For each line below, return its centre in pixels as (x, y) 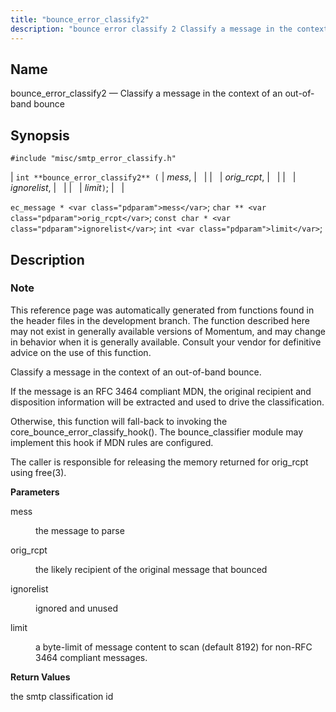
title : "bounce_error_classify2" (80, 19)
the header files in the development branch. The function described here (160, 320)
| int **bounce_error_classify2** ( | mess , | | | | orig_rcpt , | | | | (153, 177)
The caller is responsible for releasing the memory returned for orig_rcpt (159, 462)
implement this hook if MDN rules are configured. (112, 442)
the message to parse (80, 530)
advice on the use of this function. (81, 352)
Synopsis (40, 135)
